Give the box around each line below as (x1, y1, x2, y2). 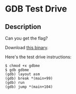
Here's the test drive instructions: (5, 54, 72, 60)
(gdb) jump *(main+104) (5, 84, 53, 89)
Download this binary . (5, 45, 48, 50)
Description (5, 23, 41, 31)
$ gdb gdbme (5, 67, 29, 72)
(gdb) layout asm (5, 72, 40, 77)
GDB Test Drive (5, 3, 67, 14)
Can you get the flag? (5, 35, 48, 41)
